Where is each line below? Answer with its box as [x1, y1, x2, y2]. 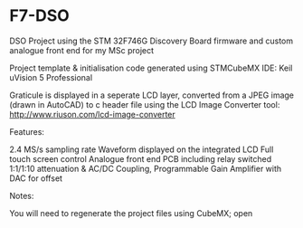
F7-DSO [9, 5, 70, 26]
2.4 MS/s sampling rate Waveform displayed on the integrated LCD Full [9, 144, 274, 155]
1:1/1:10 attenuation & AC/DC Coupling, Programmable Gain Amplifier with [9, 163, 282, 174]
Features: [9, 126, 45, 137]
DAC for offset [9, 173, 63, 184]
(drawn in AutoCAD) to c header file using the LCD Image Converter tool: [9, 99, 280, 109]
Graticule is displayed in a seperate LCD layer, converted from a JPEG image [9, 90, 295, 100]
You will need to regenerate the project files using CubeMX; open [9, 207, 253, 218]
